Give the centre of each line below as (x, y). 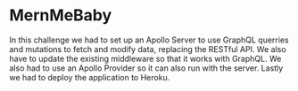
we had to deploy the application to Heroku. (90, 77)
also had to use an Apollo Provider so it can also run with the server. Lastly (146, 68)
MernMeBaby (61, 15)
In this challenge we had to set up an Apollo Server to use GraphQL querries (149, 40)
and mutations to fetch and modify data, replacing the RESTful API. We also (148, 49)
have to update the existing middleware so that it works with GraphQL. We (145, 58)
